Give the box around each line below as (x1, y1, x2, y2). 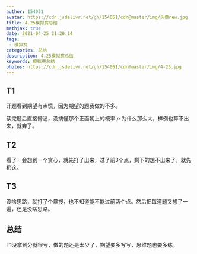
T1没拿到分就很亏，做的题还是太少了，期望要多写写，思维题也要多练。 (6, 241, 178, 248)
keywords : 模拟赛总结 (6, 58, 55, 64)
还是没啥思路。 (16, 205, 53, 212)
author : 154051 (6, 8, 44, 15)
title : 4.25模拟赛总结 (6, 20, 58, 26)
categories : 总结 (6, 47, 47, 53)
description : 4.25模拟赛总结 (6, 53, 74, 59)
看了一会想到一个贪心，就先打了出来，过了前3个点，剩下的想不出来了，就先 (6, 157, 192, 163)
